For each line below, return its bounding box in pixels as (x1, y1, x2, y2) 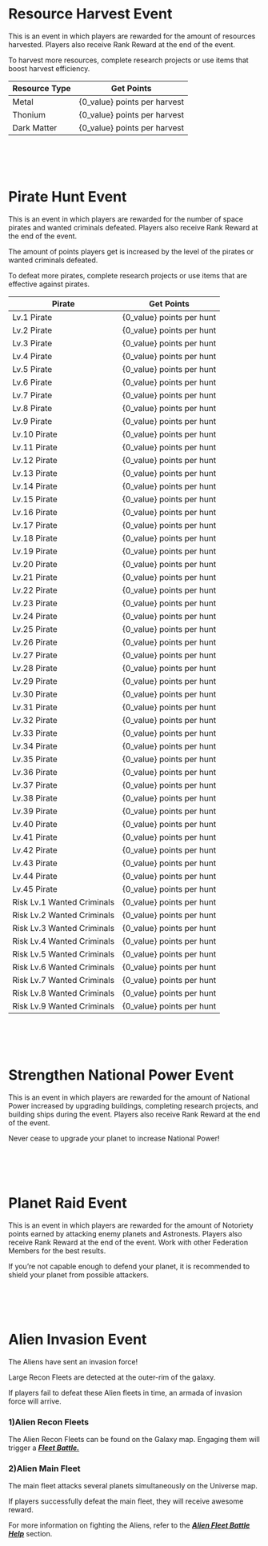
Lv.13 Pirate (12, 467, 58, 478)
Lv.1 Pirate (12, 311, 53, 322)
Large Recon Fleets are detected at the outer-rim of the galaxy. (8, 1372, 216, 1382)
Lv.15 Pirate (12, 493, 58, 505)
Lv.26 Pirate (12, 637, 58, 648)
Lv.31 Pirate (12, 701, 58, 713)
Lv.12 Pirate (12, 454, 58, 465)
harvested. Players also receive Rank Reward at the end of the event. (8, 39, 236, 49)
